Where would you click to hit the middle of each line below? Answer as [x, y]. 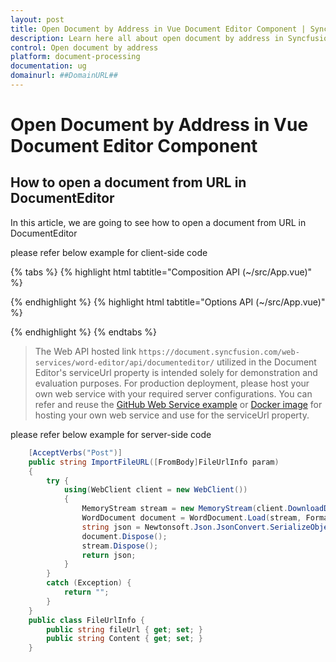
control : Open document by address [84, 47]
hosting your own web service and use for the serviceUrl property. [172, 415]
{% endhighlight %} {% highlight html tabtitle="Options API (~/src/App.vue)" [168, 302]
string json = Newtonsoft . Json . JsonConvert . [176, 527]
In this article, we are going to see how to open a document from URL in [158, 222]
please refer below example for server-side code [111, 434]
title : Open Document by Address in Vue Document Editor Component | [158, 29]
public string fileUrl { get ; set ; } [124, 629]
